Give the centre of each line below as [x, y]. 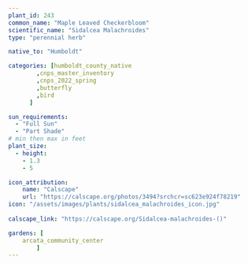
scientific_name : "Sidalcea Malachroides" [79, 30]
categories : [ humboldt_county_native [70, 66]
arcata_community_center [63, 240]
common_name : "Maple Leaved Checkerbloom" [79, 23]
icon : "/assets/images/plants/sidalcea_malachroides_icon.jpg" [114, 205]
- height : [31, 153]
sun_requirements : [38, 117]
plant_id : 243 [31, 15]
